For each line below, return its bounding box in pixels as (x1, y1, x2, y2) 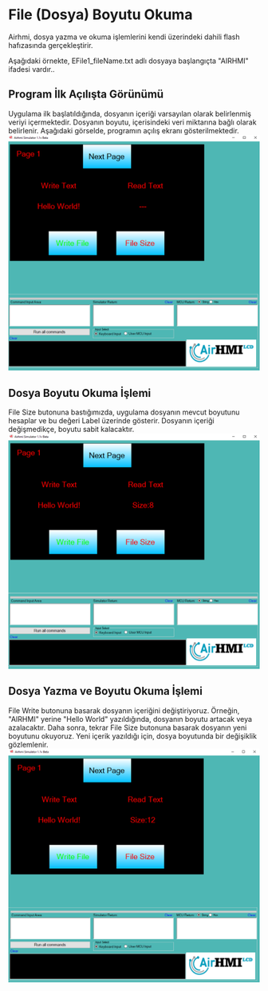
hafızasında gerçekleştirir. (8, 40, 93, 50)
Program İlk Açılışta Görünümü (8, 88, 164, 101)
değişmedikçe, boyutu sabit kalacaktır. (8, 425, 135, 434)
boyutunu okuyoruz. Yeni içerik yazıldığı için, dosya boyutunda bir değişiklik (8, 731, 258, 740)
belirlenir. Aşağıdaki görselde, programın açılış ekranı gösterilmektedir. (8, 125, 239, 135)
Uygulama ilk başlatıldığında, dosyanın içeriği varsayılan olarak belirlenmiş (8, 109, 251, 118)
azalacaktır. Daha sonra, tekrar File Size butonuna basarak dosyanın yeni (8, 723, 247, 732)
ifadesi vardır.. (8, 64, 55, 73)
